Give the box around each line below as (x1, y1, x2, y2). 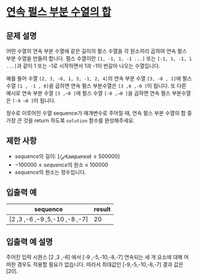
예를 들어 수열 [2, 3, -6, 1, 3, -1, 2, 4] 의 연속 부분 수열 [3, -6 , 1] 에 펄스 (6, 75, 192, 82)
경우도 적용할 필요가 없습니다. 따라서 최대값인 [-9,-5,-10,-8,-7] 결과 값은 (17, 261, 184, 268)
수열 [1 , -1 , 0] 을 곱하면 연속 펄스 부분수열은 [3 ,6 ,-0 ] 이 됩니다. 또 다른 (6, 82, 187, 89)
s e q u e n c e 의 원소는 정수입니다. (14, 168, 87, 175)
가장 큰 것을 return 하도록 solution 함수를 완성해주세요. (6, 117, 135, 124)
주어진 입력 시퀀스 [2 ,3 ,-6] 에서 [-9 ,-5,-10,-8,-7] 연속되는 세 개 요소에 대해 (6, 253, 183, 261)
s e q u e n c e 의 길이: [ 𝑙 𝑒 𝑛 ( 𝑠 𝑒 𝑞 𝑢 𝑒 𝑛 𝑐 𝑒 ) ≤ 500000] (14, 152, 120, 161)
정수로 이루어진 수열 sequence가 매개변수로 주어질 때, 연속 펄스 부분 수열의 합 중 (6, 110, 192, 116)
